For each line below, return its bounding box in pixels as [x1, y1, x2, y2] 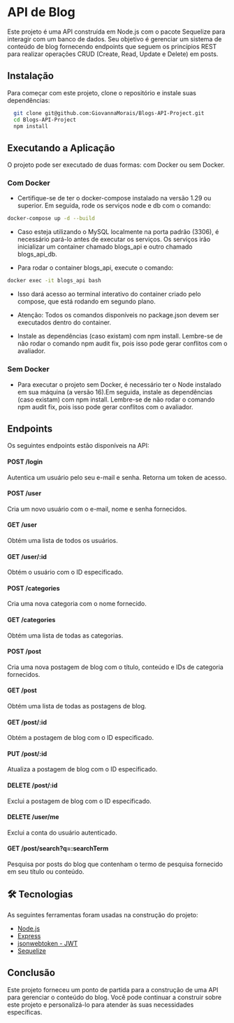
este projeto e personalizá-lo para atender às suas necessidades [7, 1000, 194, 1009]
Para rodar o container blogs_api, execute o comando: [17, 263, 174, 272]
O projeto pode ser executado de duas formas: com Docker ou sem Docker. [7, 160, 225, 169]
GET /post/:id [7, 718, 47, 726]
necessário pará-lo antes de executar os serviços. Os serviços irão [17, 235, 211, 244]
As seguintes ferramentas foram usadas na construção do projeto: [7, 910, 198, 919]
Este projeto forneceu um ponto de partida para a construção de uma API [7, 985, 219, 994]
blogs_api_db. [17, 250, 57, 259]
